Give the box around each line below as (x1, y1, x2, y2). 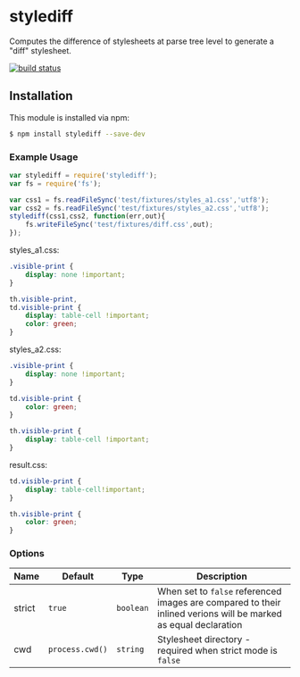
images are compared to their (157, 597, 281, 609)
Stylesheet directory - (157, 633, 252, 646)
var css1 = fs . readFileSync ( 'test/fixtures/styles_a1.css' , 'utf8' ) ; (9, 195, 270, 205)
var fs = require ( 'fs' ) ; (9, 179, 102, 188)
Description (196, 570, 247, 582)
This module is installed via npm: (9, 112, 129, 122)
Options (9, 547, 45, 560)
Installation (9, 88, 73, 104)
